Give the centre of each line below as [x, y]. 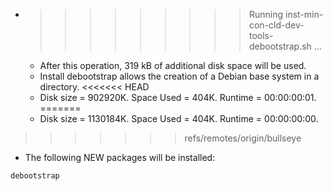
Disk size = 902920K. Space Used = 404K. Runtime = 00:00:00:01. [178, 97]
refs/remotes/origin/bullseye [243, 138]
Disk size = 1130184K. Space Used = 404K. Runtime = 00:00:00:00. [179, 118]
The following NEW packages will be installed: [120, 157]
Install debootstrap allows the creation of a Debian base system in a [179, 76]
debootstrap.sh [280, 46]
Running [266, 14]
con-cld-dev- [276, 25]
